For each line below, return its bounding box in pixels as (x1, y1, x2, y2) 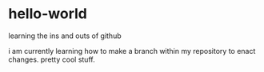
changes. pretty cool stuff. (8, 55, 95, 64)
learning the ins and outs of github (8, 31, 122, 40)
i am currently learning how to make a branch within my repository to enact (8, 46, 256, 55)
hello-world (8, 5, 88, 23)
